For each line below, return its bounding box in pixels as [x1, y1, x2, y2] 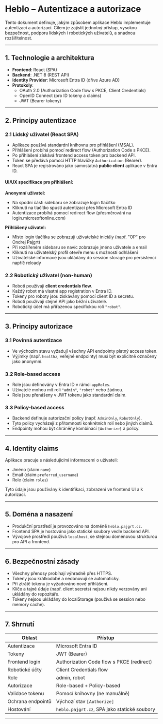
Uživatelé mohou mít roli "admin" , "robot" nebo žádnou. [12, 386, 124, 393]
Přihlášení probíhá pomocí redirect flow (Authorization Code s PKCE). [12, 147, 151, 153]
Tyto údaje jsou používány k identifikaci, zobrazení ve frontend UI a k [5, 486, 143, 493]
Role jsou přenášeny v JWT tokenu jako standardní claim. [12, 392, 127, 398]
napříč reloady [12, 260, 41, 266]
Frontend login [7, 659, 41, 666]
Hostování [7, 706, 31, 713]
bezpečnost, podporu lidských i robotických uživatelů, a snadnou [5, 30, 136, 36]
